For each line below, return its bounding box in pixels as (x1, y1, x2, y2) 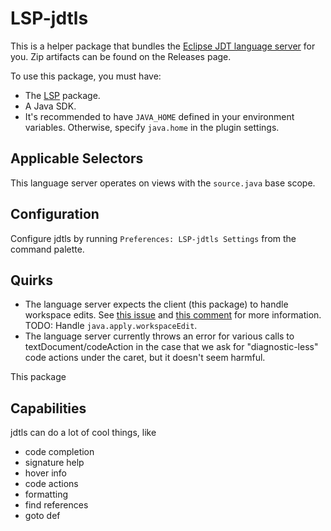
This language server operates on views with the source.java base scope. (10, 177, 316, 189)
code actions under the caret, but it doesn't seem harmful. (24, 352, 266, 364)
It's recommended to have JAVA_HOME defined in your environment (24, 110, 295, 122)
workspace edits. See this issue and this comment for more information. (24, 309, 322, 321)
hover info (24, 467, 67, 479)
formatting (24, 488, 68, 501)
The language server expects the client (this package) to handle (24, 298, 289, 311)
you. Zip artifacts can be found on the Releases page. (10, 50, 232, 62)
